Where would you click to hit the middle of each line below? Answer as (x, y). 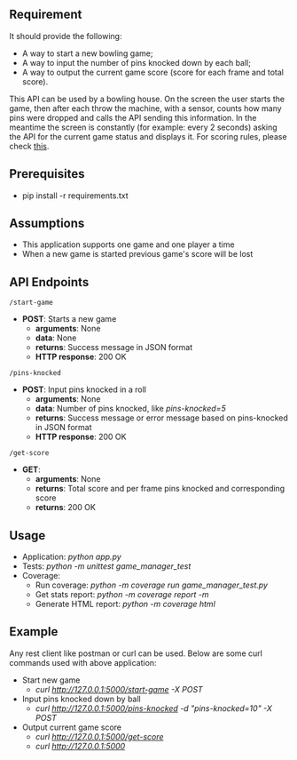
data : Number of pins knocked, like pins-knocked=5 (130, 409)
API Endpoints (49, 282)
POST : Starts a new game (69, 319)
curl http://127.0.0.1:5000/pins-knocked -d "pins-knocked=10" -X (154, 708)
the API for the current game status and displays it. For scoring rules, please (148, 136)
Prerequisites (47, 174)
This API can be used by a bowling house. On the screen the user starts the (147, 99)
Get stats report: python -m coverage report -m (122, 595)
